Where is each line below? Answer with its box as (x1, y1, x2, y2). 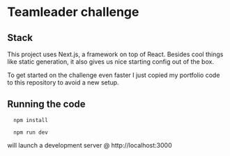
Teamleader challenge (7, 4, 139, 20)
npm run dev (13, 129, 49, 136)
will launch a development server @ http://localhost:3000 (7, 141, 172, 149)
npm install (13, 116, 49, 123)
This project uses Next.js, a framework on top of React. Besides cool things (7, 50, 224, 58)
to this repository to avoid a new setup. (7, 78, 120, 87)
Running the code (7, 98, 86, 110)
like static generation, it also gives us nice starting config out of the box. (7, 58, 215, 66)
